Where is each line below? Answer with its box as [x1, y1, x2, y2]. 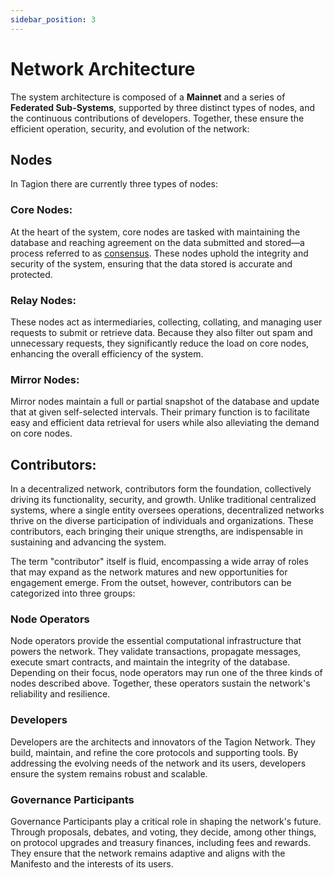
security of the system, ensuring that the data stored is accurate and [10, 257, 293, 270]
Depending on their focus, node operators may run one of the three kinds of [10, 667, 323, 679]
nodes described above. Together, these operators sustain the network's [10, 677, 311, 690]
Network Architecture [10, 57, 196, 80]
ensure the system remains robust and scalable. [10, 767, 208, 780]
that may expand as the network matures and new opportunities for [10, 566, 288, 578]
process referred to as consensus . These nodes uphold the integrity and [10, 247, 309, 259]
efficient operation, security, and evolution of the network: [10, 122, 250, 135]
